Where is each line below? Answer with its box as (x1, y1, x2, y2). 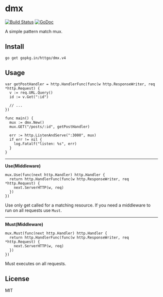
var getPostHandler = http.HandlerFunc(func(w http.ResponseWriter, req (5, 81, 155, 87)
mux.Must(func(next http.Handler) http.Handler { (5, 231, 108, 236)
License (5, 275, 30, 283)
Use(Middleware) (5, 163, 41, 168)
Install (5, 42, 24, 51)
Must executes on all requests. (5, 260, 66, 266)
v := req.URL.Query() (9, 90, 53, 95)
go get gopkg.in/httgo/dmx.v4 (5, 56, 66, 60)
